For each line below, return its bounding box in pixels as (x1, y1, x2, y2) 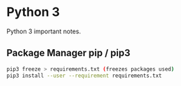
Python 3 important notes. (6, 27, 81, 35)
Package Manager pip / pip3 (6, 47, 131, 59)
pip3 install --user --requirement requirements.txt (6, 72, 162, 79)
